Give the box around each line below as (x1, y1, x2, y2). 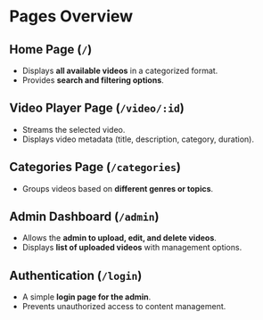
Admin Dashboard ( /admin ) (9, 209, 160, 225)
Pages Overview (9, 6, 134, 27)
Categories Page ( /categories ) (9, 160, 181, 175)
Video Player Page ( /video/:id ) (9, 101, 185, 116)
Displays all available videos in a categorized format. (21, 65, 218, 76)
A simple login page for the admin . (21, 291, 152, 302)
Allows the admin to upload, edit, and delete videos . (21, 233, 217, 243)
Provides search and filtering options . (21, 75, 165, 86)
